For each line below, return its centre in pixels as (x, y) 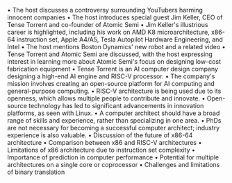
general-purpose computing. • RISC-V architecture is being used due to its (114, 91)
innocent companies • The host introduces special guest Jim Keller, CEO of (115, 17)
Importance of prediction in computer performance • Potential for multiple (113, 157)
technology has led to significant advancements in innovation (116, 106)
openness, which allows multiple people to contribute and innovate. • (106, 98)
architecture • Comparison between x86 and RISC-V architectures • (105, 142)
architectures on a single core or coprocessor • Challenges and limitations (114, 165)
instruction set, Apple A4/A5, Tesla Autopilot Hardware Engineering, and (120, 40)
